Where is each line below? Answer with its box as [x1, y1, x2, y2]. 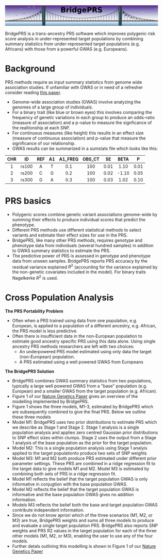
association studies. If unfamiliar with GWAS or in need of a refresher [5, 84, 143, 90]
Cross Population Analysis [5, 292, 114, 303]
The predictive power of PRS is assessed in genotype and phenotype [12, 252, 151, 258]
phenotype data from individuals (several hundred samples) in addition [12, 242, 154, 248]
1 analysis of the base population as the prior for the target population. [12, 440, 153, 446]
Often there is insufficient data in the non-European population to [12, 333, 143, 339]
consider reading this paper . [5, 90, 62, 95]
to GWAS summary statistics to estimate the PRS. [12, 248, 111, 253]
